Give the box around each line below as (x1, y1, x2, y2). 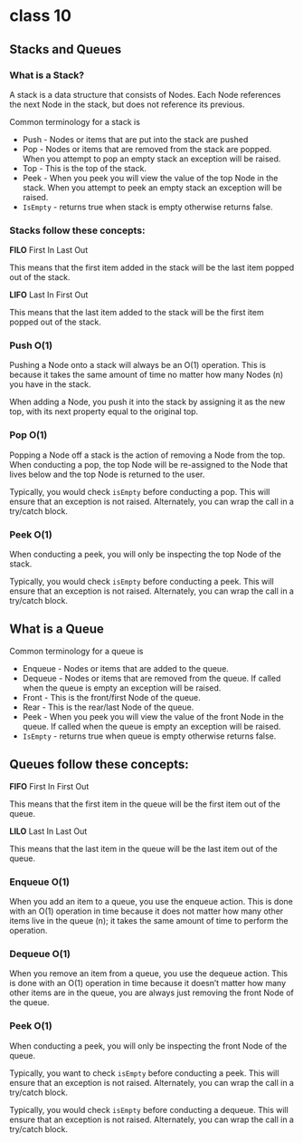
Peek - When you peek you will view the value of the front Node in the (22, 711, 284, 722)
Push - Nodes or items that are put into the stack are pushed (22, 133, 249, 145)
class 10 (9, 5, 72, 26)
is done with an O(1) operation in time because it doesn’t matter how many (9, 978, 287, 989)
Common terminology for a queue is (9, 645, 144, 656)
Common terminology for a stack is (9, 116, 140, 127)
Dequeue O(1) (9, 947, 71, 960)
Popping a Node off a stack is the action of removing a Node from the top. (9, 450, 286, 460)
